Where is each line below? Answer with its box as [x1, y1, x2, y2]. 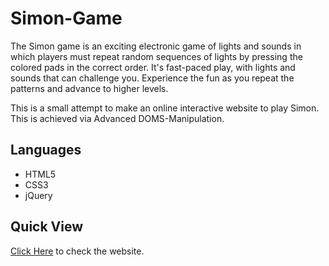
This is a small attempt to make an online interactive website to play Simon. [10, 102, 320, 114]
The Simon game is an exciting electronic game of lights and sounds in [10, 40, 302, 52]
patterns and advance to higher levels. [10, 82, 169, 94]
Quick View [10, 218, 84, 236]
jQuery [24, 189, 53, 201]
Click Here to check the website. [10, 245, 145, 257]
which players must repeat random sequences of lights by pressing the [10, 50, 303, 62]
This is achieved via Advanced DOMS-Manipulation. [10, 112, 225, 124]
